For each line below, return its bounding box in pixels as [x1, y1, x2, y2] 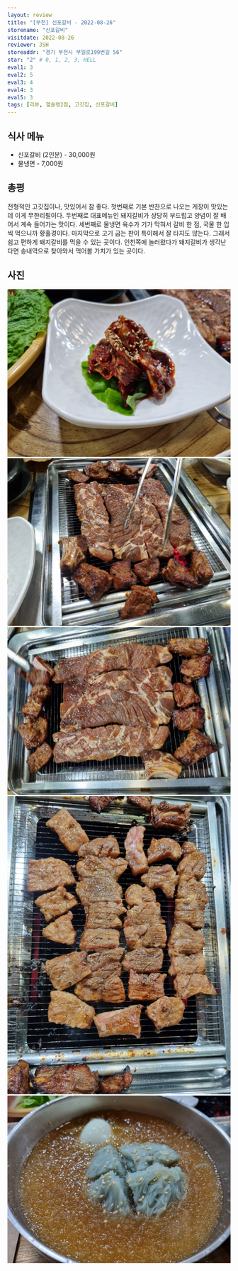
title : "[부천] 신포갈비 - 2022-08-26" [7, 18, 116, 26]
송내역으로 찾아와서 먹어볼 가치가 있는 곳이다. [20, 246, 146, 255]
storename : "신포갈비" [7, 26, 69, 33]
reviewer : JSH [7, 41, 50, 49]
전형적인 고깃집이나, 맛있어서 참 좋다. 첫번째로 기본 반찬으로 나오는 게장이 [7, 202, 210, 211]
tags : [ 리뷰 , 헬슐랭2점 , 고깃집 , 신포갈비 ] [7, 101, 118, 109]
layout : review [7, 11, 52, 18]
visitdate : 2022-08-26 [7, 34, 74, 41]
